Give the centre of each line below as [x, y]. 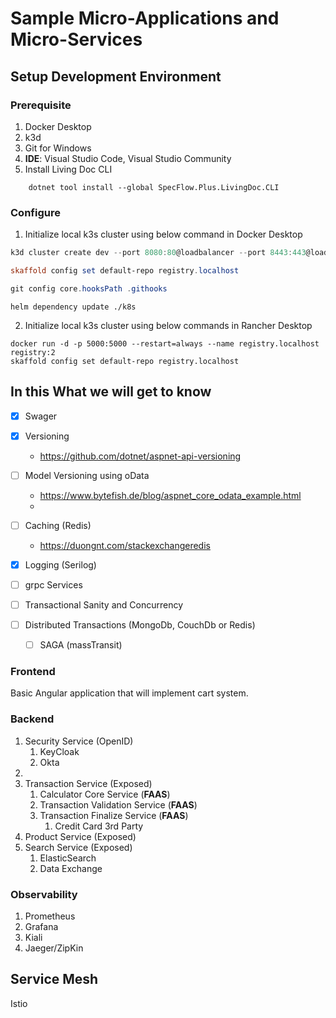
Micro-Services [76, 39]
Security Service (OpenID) [79, 741]
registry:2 [33, 352]
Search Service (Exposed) [78, 847]
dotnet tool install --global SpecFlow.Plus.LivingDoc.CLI [154, 187]
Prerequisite [41, 105]
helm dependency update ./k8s [73, 307]
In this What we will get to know [111, 392]
